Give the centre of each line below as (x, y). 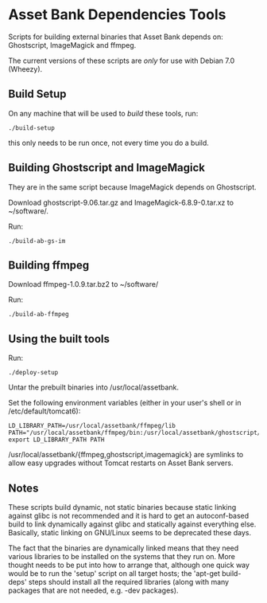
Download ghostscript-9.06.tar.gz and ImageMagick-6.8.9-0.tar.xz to (121, 202)
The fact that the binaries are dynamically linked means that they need (124, 548)
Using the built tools (59, 339)
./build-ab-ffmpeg (39, 315)
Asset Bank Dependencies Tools (117, 15)
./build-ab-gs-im (37, 241)
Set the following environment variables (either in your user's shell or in (125, 403)
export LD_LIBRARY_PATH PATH (56, 440)
